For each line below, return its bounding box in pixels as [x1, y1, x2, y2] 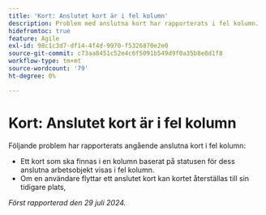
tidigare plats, [19, 182, 66, 192]
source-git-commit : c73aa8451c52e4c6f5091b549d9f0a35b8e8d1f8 [8, 49, 223, 57]
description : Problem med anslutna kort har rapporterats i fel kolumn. [8, 19, 260, 27]
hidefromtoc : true [8, 27, 71, 35]
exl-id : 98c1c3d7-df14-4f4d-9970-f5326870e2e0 [8, 42, 169, 50]
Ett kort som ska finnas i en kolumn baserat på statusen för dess [19, 156, 235, 166]
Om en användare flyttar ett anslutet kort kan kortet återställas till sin [19, 173, 250, 183]
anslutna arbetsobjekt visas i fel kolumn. [19, 165, 155, 175]
